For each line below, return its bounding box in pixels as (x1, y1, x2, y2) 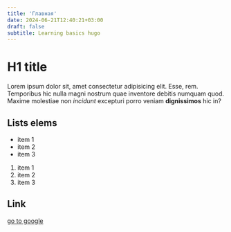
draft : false (7, 23, 45, 30)
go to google (7, 216, 44, 225)
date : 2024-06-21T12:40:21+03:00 (7, 17, 104, 24)
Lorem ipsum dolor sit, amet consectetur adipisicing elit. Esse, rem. (7, 82, 198, 91)
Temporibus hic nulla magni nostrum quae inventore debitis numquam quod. (7, 89, 225, 98)
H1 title (7, 60, 48, 75)
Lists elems (7, 117, 57, 129)
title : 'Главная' (7, 10, 57, 17)
